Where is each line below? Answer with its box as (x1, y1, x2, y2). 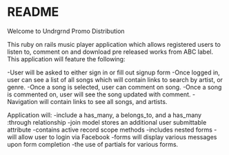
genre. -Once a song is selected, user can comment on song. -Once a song (7, 83, 222, 91)
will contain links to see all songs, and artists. (39, 97, 168, 105)
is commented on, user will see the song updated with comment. (7, 90, 191, 99)
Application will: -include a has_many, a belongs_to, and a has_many (7, 111, 202, 119)
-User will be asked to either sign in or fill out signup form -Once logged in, (7, 68, 221, 76)
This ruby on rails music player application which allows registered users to (7, 40, 221, 48)
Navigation (7, 97, 38, 105)
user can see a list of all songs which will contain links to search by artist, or (7, 75, 223, 83)
